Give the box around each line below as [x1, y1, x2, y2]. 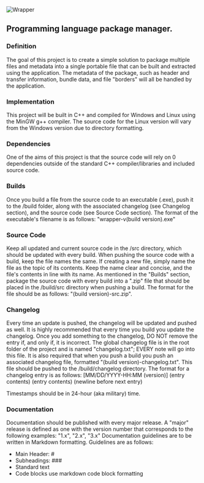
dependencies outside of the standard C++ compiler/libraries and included [6, 160, 195, 167]
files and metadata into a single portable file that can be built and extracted [6, 63, 196, 70]
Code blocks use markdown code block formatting [15, 470, 143, 477]
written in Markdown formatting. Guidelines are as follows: [6, 438, 154, 446]
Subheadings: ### [15, 457, 62, 465]
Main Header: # [15, 451, 55, 458]
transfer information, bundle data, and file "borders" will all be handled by [6, 75, 192, 83]
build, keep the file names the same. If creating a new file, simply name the [6, 257, 195, 265]
